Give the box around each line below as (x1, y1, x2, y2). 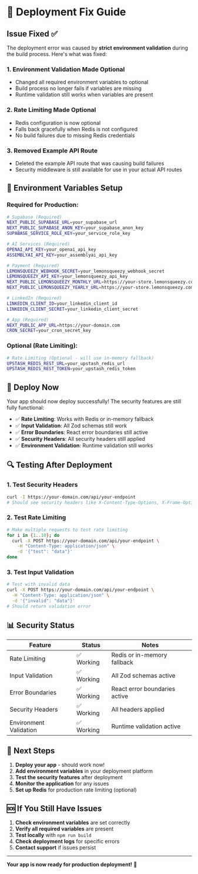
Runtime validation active (111, 722, 181, 730)
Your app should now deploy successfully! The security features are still (6, 398, 182, 405)
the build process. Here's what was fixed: (6, 51, 108, 58)
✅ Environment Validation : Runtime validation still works (15, 442, 153, 449)
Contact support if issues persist (15, 844, 96, 851)
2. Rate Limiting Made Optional (6, 106, 96, 114)
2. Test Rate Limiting (6, 513, 66, 521)
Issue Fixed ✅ (6, 29, 58, 39)
